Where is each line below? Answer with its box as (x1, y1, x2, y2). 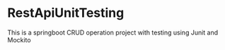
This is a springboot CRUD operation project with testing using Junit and (7, 28, 219, 37)
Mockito (7, 35, 31, 44)
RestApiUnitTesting (7, 5, 125, 21)
